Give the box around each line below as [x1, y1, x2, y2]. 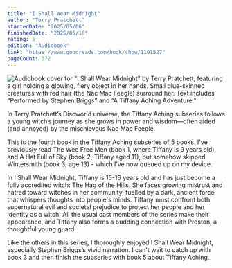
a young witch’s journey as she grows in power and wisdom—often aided [7, 117, 216, 125]
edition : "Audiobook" [7, 42, 70, 49]
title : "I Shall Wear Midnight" [7, 10, 100, 17]
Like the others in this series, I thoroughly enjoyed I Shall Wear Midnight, [7, 238, 213, 247]
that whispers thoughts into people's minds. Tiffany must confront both [7, 195, 211, 204]
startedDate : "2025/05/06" [7, 23, 85, 30]
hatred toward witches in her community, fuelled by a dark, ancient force [7, 188, 215, 196]
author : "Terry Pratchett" [7, 17, 85, 24]
